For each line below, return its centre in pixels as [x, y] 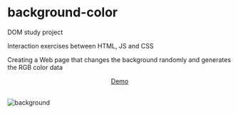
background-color [63, 12]
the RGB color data [35, 67]
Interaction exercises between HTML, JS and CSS [81, 46]
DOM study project [35, 32]
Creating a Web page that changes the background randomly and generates [119, 59]
